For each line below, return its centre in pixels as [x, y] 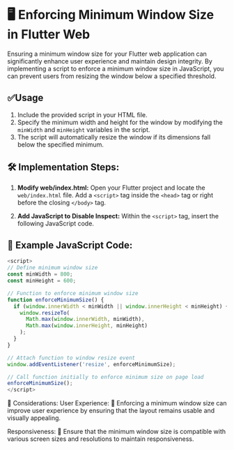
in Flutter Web [49, 35]
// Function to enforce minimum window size [73, 293]
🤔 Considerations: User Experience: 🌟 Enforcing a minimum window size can [117, 403]
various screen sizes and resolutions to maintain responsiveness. [101, 439]
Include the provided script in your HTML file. [82, 114]
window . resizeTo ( [45, 313]
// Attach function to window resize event [71, 358]
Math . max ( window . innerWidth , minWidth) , [85, 320]
